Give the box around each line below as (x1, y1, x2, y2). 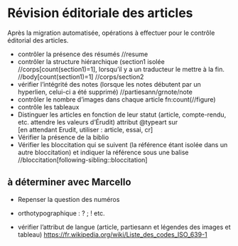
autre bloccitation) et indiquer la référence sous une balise (17, 148, 189, 156)
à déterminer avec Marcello (7, 176, 131, 188)
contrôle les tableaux (17, 102, 80, 111)
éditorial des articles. (7, 36, 69, 44)
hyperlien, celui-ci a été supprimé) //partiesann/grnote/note (17, 87, 193, 96)
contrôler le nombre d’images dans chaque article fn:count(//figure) (17, 95, 216, 104)
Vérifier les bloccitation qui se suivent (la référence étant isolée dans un (17, 140, 228, 149)
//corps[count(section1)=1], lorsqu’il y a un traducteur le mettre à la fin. (17, 65, 225, 73)
